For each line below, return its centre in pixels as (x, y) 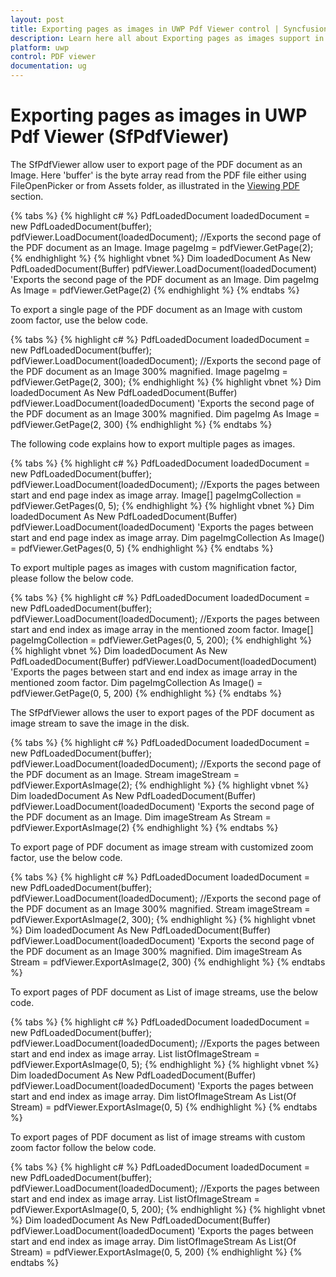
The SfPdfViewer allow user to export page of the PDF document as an (156, 164)
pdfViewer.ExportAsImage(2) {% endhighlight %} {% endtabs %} (144, 827)
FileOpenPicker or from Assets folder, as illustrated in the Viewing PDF (155, 185)
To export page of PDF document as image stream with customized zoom (162, 847)
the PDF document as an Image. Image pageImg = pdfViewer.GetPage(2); (162, 247)
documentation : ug (48, 66)
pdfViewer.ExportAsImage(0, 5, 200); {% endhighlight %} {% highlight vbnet (168, 1209)
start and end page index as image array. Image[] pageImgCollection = (156, 495)
